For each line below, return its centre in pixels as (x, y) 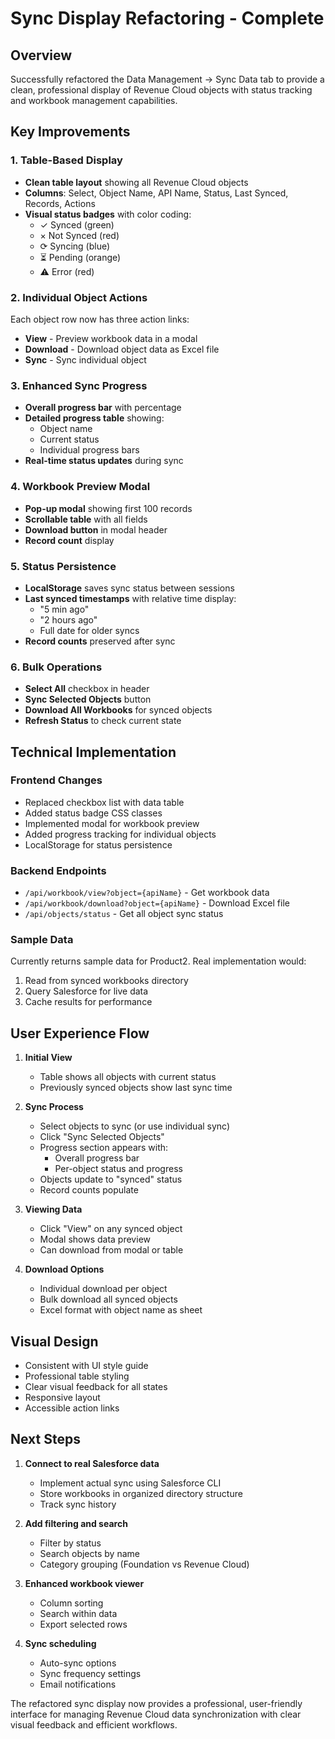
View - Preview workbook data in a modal (111, 338)
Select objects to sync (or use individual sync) (135, 1126)
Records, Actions (60, 203)
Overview (41, 55)
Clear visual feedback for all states (96, 1387)
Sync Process (54, 1107)
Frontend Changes (56, 780)
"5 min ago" (64, 609)
